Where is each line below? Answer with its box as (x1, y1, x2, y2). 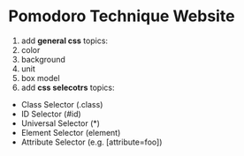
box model (20, 72, 60, 83)
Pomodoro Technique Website (8, 6, 235, 26)
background (20, 54, 65, 64)
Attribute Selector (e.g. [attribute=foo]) (20, 137, 163, 147)
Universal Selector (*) (20, 117, 101, 129)
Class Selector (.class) (20, 99, 103, 109)
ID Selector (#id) (20, 108, 81, 119)
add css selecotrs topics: (20, 82, 115, 93)
